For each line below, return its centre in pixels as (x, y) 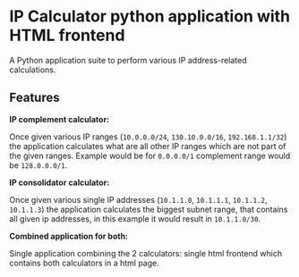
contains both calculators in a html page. (84, 263)
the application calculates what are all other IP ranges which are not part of (148, 146)
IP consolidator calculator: (60, 182)
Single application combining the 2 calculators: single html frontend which (146, 253)
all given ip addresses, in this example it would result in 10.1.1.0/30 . (135, 218)
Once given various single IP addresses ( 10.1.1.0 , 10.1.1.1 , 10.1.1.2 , (138, 199)
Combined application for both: (68, 236)
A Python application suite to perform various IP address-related (128, 60)
